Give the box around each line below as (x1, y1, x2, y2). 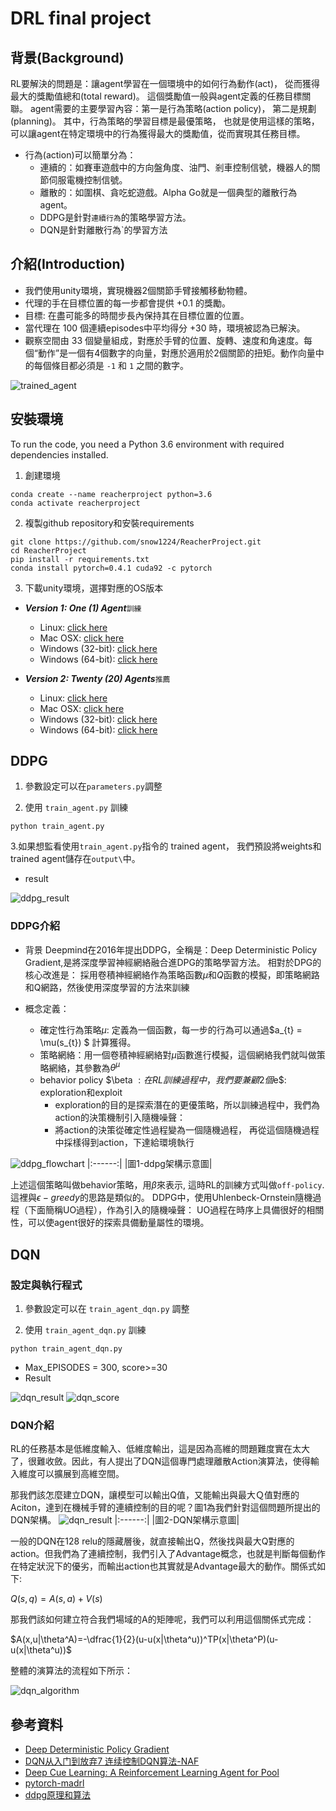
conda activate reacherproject (10, 498, 141, 508)
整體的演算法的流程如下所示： (10, 1665, 133, 1677)
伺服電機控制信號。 (48, 174, 128, 186)
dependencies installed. (10, 448, 109, 461)
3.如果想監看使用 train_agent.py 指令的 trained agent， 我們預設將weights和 (10, 840, 322, 852)
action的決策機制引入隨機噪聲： (54, 1112, 186, 1124)
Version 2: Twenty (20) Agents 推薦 (24, 672, 171, 684)
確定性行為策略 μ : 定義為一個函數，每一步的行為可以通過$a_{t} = (39, 1023, 303, 1036)
